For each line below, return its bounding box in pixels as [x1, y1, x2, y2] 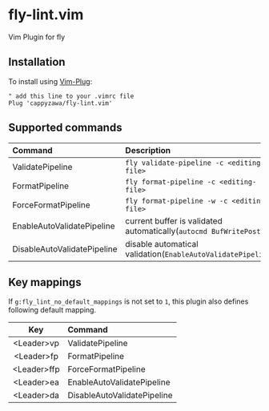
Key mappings [8, 275, 82, 289]
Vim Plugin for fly [8, 32, 66, 42]
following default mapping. [8, 305, 97, 315]
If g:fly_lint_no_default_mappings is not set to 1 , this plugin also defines [8, 296, 249, 306]
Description [125, 144, 171, 155]
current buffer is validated [125, 215, 223, 226]
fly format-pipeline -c [125, 177, 216, 186]
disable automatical [125, 238, 199, 249]
